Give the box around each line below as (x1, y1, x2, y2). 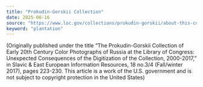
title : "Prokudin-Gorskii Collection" (6, 8, 104, 15)
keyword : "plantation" (6, 25, 63, 32)
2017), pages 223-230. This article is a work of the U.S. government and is (6, 67, 192, 75)
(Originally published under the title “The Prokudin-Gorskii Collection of (6, 42, 184, 49)
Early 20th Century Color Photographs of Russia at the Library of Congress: (6, 49, 195, 56)
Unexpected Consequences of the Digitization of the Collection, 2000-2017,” (6, 55, 197, 62)
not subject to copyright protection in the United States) (6, 74, 145, 81)
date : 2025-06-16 (6, 14, 50, 20)
